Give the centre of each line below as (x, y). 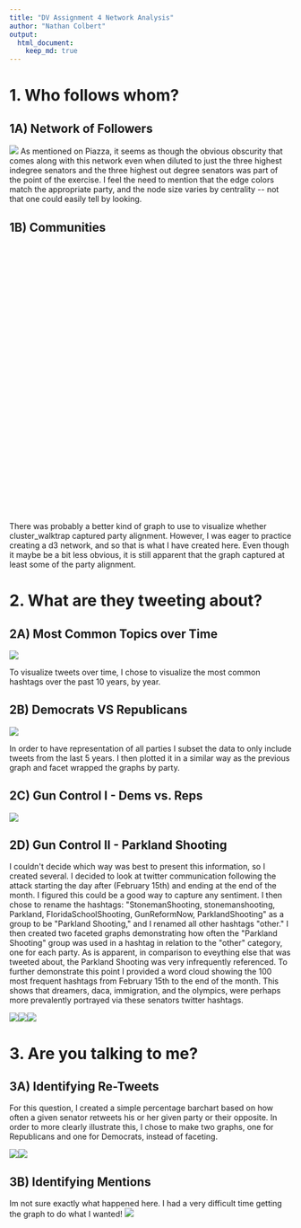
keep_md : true (52, 51)
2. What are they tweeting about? (136, 601)
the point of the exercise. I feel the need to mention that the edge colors (142, 180)
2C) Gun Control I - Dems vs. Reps (106, 796)
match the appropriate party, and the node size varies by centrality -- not (144, 190)
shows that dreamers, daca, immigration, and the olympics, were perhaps (145, 991)
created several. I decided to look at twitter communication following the (143, 876)
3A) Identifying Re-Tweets (84, 1087)
